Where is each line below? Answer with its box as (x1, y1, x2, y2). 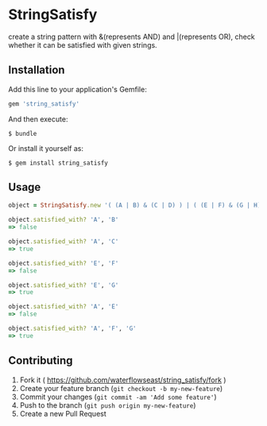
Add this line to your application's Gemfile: (8, 84, 147, 94)
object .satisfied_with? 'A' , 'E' (8, 303, 119, 311)
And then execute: (8, 114, 68, 124)
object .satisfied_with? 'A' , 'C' (8, 238, 119, 246)
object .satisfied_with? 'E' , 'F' (8, 259, 119, 267)
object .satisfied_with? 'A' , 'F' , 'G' (8, 324, 137, 333)
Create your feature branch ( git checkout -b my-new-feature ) (19, 383, 223, 393)
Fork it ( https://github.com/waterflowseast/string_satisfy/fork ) (19, 375, 226, 385)
